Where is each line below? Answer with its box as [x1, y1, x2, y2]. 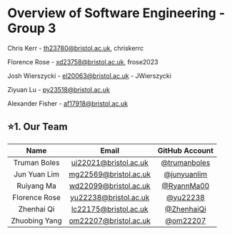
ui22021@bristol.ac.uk [71, 157, 148, 167]
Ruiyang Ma [16, 181, 57, 191]
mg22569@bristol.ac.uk [69, 169, 151, 179]
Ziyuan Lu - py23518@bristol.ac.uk [7, 85, 111, 94]
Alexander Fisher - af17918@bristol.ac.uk [7, 99, 128, 108]
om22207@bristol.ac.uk [69, 216, 151, 226]
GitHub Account [157, 145, 214, 155]
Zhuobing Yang [11, 216, 62, 226]
